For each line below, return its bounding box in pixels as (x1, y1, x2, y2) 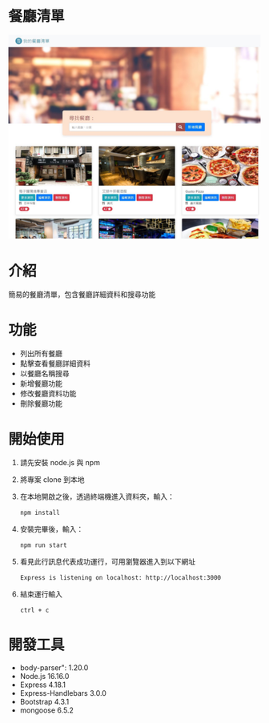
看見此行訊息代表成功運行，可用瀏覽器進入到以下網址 (19, 557, 196, 567)
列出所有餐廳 (19, 349, 62, 359)
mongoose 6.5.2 (19, 705, 74, 715)
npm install (19, 509, 60, 517)
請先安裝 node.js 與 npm (19, 458, 100, 468)
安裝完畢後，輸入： (19, 524, 84, 534)
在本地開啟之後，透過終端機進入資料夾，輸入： (19, 492, 175, 501)
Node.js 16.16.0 (19, 671, 70, 681)
